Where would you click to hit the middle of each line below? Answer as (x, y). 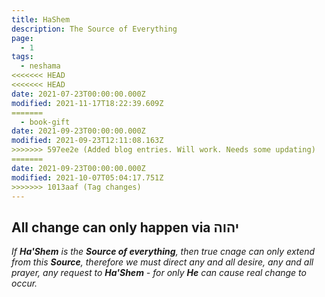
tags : (22, 57)
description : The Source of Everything (94, 29)
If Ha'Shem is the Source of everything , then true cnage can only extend (163, 252)
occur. (24, 283)
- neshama (40, 66)
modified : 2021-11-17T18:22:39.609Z (87, 103)
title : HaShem (41, 19)
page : (22, 38)
